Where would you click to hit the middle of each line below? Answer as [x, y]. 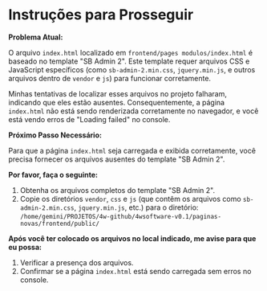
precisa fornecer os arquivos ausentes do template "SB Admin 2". [117, 159]
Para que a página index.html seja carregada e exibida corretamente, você [132, 150]
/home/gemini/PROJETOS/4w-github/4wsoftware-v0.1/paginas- [121, 216]
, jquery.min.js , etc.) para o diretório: [136, 207]
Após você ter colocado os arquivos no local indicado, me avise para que [132, 238]
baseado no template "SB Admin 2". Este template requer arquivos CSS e [129, 61]
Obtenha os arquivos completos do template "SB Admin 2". [117, 190]
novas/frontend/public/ [60, 223]
